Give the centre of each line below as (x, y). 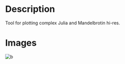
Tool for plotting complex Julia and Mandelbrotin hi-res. (63, 23)
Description (30, 9)
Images (21, 43)
